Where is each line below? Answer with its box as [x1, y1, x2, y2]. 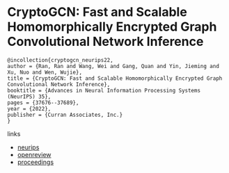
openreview [17, 150, 52, 158]
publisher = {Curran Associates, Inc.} [7, 111, 123, 118]
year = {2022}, [7, 105, 52, 112]
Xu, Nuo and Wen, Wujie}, [7, 69, 82, 76]
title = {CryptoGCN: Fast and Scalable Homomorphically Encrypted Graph [7, 74, 223, 82]
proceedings [17, 158, 54, 166]
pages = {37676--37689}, [7, 99, 79, 106]
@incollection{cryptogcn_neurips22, [7, 56, 113, 63]
